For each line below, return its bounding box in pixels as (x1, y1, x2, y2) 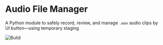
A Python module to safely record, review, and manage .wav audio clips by (5, 20, 158, 26)
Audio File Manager (5, 3, 88, 15)
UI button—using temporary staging (5, 25, 79, 31)
